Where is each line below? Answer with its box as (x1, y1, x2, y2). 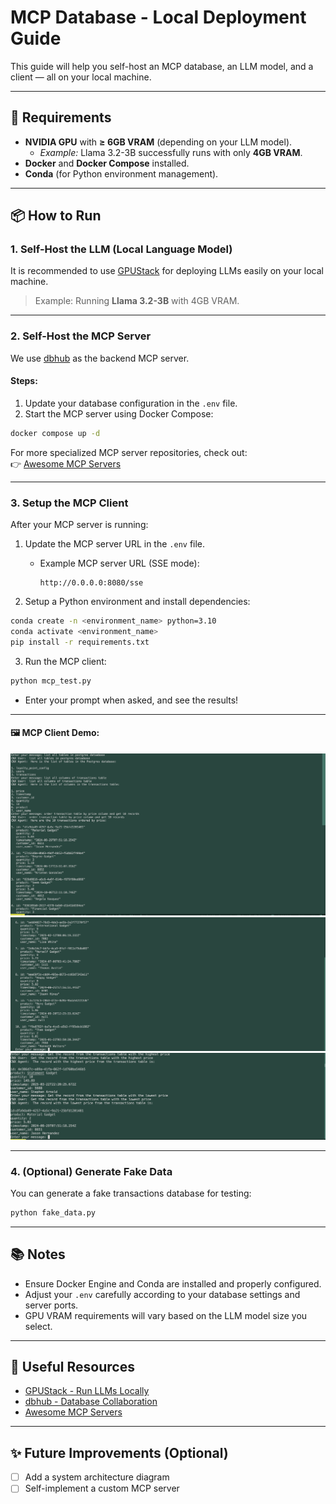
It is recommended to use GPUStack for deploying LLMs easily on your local (10, 265, 324, 277)
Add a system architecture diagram (24, 1471, 170, 1483)
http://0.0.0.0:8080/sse (39, 578, 144, 588)
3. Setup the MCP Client (10, 496, 129, 510)
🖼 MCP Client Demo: (10, 727, 100, 739)
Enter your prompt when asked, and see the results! (24, 694, 239, 706)
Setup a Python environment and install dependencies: (24, 596, 251, 608)
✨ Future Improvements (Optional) (10, 1444, 229, 1461)
